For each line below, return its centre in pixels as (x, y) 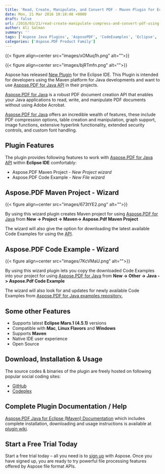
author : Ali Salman (25, 28)
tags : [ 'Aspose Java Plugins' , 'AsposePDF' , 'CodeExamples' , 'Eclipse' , (81, 37)
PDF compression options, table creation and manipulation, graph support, (81, 119)
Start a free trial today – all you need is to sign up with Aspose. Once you (79, 456)
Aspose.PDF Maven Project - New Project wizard (62, 172)
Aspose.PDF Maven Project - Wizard (62, 193)
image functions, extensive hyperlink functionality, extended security (75, 125)
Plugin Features (30, 145)
